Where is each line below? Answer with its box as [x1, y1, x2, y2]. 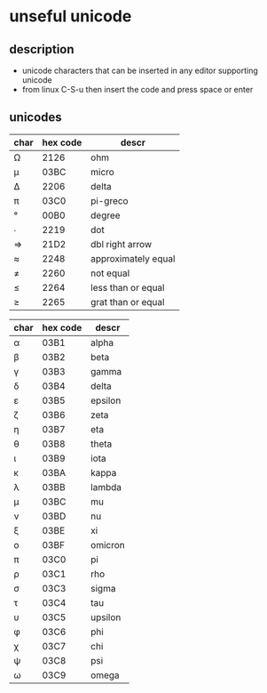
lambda [90, 480, 122, 493]
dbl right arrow [90, 238, 153, 250]
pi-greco [90, 194, 129, 206]
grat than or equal [90, 295, 165, 308]
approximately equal [90, 252, 176, 264]
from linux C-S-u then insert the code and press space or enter [21, 85, 254, 94]
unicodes [9, 109, 62, 125]
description [9, 42, 75, 57]
